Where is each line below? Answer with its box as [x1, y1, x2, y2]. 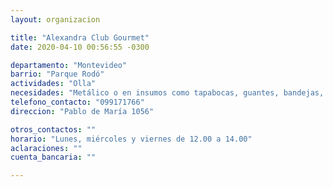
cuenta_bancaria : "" [10, 152, 97, 163]
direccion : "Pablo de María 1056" [10, 106, 155, 116]
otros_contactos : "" [10, 124, 97, 135]
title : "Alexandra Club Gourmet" [10, 32, 150, 43]
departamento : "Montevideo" [10, 60, 128, 70]
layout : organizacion [10, 14, 101, 25]
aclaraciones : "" [10, 143, 83, 153]
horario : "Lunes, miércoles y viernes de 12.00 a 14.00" [10, 134, 253, 144]
